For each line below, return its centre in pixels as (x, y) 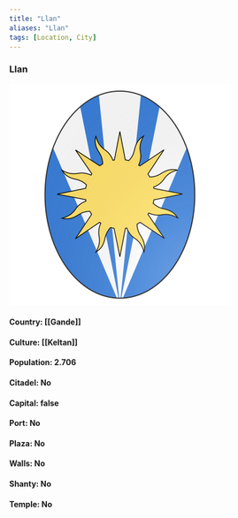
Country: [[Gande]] (45, 322)
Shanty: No (30, 484)
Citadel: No (30, 383)
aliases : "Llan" (39, 28)
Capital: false (34, 403)
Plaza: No (27, 443)
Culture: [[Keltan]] (43, 342)
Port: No (25, 423)
